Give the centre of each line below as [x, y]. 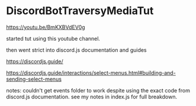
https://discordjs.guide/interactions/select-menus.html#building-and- [91, 72]
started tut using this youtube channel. [53, 38]
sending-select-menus [34, 79]
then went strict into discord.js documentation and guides [76, 50]
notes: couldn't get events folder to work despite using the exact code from [98, 90]
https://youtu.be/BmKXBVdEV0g [46, 27]
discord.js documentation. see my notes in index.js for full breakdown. [92, 97]
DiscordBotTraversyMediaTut [80, 11]
